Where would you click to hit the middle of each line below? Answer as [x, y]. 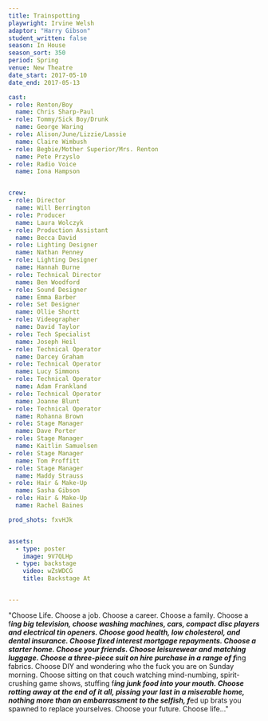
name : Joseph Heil [46, 342]
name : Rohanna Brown [49, 416]
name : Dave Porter [46, 431]
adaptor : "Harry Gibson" [49, 30]
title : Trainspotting [44, 16]
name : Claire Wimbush [51, 142]
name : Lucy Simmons [48, 372]
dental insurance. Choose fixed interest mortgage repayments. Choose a [132, 640]
